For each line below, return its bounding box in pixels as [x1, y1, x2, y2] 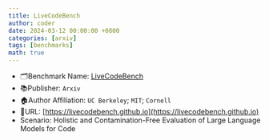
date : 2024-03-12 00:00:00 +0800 [8, 26, 120, 34]
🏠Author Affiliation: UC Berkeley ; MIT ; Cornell [19, 95, 171, 105]
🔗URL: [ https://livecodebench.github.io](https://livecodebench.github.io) [19, 107, 259, 116]
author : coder [8, 19, 56, 27]
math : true [8, 49, 45, 57]
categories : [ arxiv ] [8, 34, 78, 42]
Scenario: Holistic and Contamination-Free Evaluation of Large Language [19, 115, 261, 125]
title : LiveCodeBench [8, 11, 81, 20]
